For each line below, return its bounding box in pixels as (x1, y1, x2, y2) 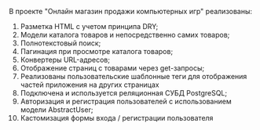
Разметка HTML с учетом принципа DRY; (20, 22, 159, 31)
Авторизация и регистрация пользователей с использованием (20, 97, 232, 106)
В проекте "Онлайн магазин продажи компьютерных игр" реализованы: (9, 7, 253, 16)
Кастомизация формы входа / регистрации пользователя (20, 114, 214, 122)
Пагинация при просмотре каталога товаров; (20, 47, 174, 56)
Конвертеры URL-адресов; (20, 55, 111, 64)
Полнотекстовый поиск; (20, 38, 101, 48)
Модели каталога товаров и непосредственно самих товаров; (20, 31, 230, 39)
